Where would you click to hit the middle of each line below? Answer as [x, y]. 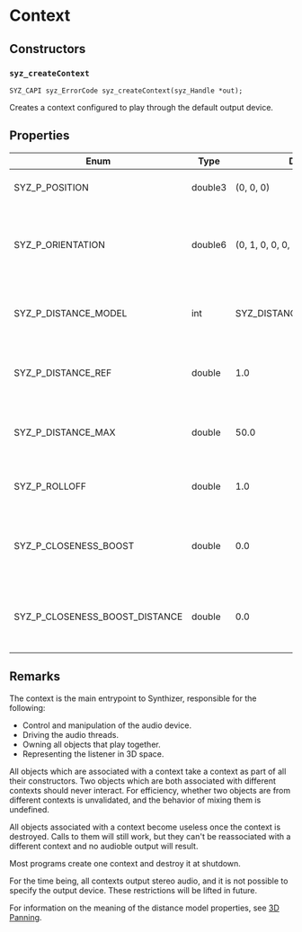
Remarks [35, 676]
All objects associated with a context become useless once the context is [145, 827]
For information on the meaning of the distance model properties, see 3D [145, 908]
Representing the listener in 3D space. [93, 754]
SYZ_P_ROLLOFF [50, 486]
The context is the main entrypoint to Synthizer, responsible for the [133, 698]
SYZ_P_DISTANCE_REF [63, 372]
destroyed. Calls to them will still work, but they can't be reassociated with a [150, 836]
